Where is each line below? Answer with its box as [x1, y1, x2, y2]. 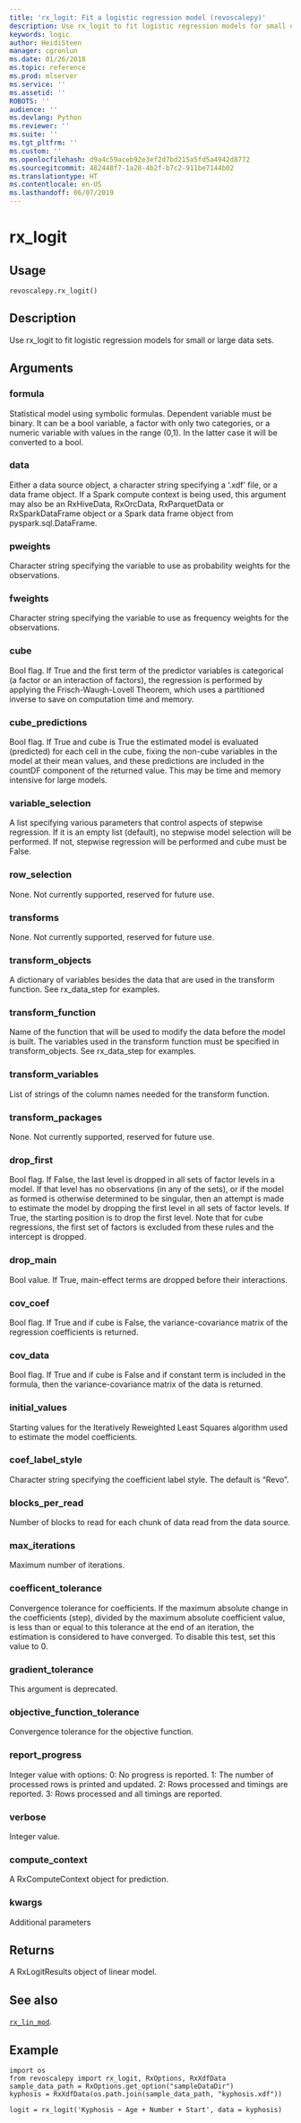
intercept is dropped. [9, 1232, 87, 1242]
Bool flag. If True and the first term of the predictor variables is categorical [9, 665, 284, 676]
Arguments [9, 361, 74, 376]
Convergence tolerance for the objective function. [9, 1726, 194, 1737]
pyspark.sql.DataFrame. [9, 517, 98, 528]
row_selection [9, 868, 73, 881]
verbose [9, 1811, 47, 1823]
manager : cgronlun [9, 47, 78, 56]
